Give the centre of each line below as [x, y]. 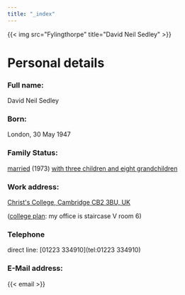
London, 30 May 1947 [39, 134]
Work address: [33, 187]
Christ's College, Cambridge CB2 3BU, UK [69, 202]
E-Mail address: [35, 269]
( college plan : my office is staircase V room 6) [74, 216]
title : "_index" [31, 14]
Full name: [26, 85]
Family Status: [33, 153]
